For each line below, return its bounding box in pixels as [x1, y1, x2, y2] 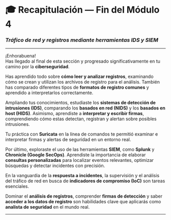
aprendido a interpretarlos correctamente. [5, 90, 94, 96]
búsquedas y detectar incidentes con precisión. [5, 162, 105, 169]
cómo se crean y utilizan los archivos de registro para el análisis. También [5, 79, 160, 85]
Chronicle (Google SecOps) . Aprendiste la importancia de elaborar [5, 152, 146, 158]
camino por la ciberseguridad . [5, 64, 70, 70]
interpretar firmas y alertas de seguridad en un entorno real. [5, 136, 131, 143]
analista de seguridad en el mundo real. [5, 204, 90, 210]
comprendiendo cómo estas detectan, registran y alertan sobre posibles [5, 116, 157, 122]
